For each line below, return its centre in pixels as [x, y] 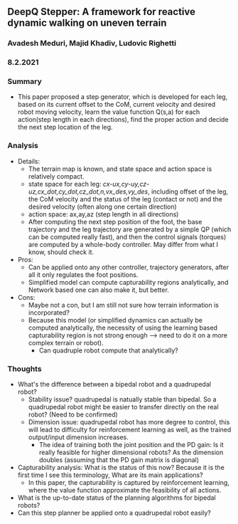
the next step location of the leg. [65, 127]
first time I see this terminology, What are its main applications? [110, 475]
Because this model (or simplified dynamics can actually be [115, 320]
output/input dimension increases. [79, 437]
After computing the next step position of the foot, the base [115, 221]
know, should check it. [61, 252]
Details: [29, 161]
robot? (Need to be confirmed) [73, 414]
